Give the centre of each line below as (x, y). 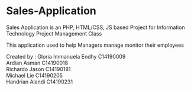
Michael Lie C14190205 (35, 75)
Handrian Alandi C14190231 (39, 82)
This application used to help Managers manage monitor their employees (95, 45)
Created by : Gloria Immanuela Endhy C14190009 (66, 56)
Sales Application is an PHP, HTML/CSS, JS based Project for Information (96, 27)
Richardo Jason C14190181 (38, 69)
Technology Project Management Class (54, 33)
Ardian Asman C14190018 (37, 63)
